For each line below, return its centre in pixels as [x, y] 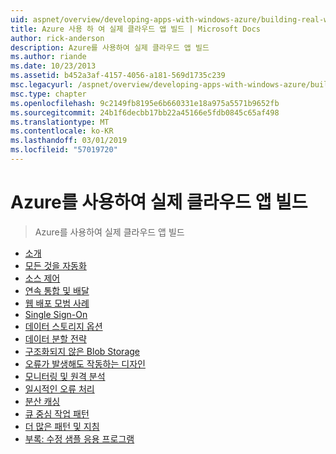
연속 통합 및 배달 [57, 290]
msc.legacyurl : [42, 85]
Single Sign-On [56, 314]
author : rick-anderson [57, 38]
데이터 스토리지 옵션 [63, 326]
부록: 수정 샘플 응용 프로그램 [79, 438]
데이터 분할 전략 [55, 338]
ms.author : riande [48, 57]
